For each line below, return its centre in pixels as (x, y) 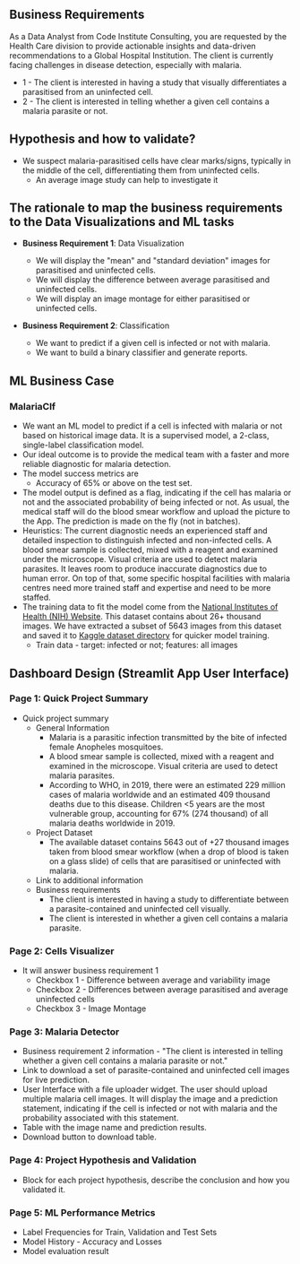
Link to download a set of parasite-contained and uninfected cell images (156, 1070)
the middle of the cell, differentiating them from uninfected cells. (141, 170)
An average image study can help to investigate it (127, 179)
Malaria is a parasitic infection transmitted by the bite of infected (168, 737)
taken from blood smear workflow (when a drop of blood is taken (169, 852)
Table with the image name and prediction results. (115, 1128)
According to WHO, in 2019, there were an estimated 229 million (167, 784)
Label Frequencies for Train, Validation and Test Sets (120, 1232)
